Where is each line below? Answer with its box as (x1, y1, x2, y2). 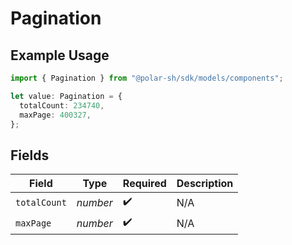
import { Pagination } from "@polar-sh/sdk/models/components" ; (10, 73, 284, 83)
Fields (10, 147, 50, 164)
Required (122, 177, 167, 191)
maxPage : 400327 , (19, 110, 92, 120)
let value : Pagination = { (10, 91, 123, 101)
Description (176, 177, 234, 191)
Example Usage (10, 47, 110, 64)
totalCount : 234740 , (19, 100, 105, 111)
